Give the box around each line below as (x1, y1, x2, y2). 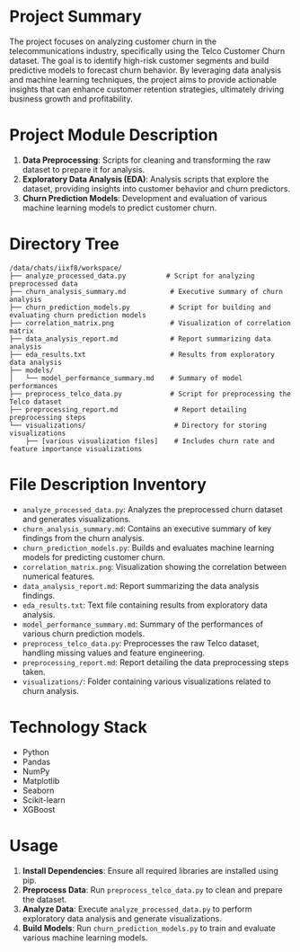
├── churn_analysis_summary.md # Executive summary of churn (9, 287, 283, 296)
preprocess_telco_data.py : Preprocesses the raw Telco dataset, (22, 637, 260, 648)
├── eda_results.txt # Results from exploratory (9, 350, 276, 359)
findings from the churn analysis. (22, 532, 146, 543)
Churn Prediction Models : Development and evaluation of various (22, 192, 268, 203)
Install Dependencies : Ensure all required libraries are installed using (22, 865, 278, 876)
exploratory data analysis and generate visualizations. (22, 912, 222, 923)
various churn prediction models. (22, 627, 146, 639)
